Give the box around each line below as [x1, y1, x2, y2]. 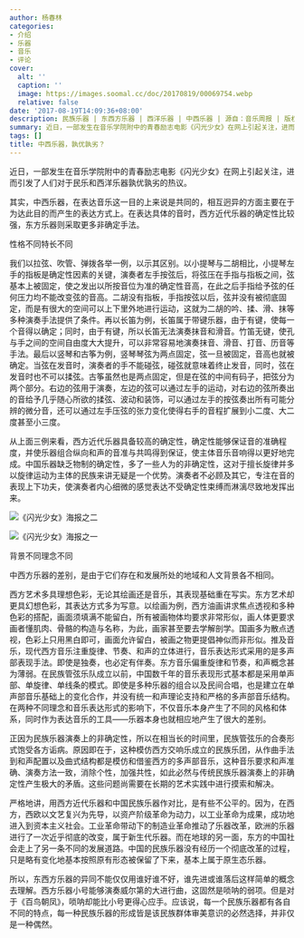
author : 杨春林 [9, 13, 62, 23]
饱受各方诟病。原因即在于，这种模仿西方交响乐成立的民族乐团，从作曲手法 [16, 744, 295, 755]
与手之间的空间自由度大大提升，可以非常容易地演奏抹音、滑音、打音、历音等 [9, 337, 295, 347]
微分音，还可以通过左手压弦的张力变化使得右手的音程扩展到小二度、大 [24, 405, 287, 415]
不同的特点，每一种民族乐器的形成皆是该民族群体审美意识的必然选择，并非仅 [9, 907, 295, 918]
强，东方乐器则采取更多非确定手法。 [9, 219, 145, 230]
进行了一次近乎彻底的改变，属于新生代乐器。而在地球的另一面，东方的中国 [9, 831, 287, 842]
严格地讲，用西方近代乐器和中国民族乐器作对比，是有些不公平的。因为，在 [9, 797, 287, 808]
